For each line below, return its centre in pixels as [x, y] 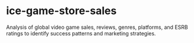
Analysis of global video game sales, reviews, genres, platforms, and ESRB [97, 27]
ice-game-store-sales [62, 11]
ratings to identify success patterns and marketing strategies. [81, 33]
